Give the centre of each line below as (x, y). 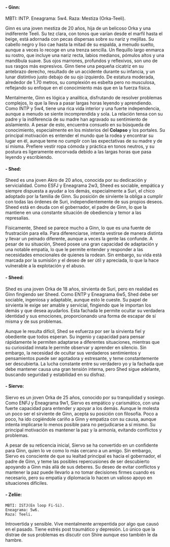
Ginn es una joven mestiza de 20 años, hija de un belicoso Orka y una (78, 29)
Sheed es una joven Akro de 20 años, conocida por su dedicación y (76, 180)
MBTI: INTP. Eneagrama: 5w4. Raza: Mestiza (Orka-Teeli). (65, 18)
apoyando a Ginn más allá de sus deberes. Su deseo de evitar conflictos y (83, 467)
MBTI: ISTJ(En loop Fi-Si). (35, 506)
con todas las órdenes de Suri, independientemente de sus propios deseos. (84, 202)
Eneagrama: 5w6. (22, 510)
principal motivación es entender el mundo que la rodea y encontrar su (79, 135)
